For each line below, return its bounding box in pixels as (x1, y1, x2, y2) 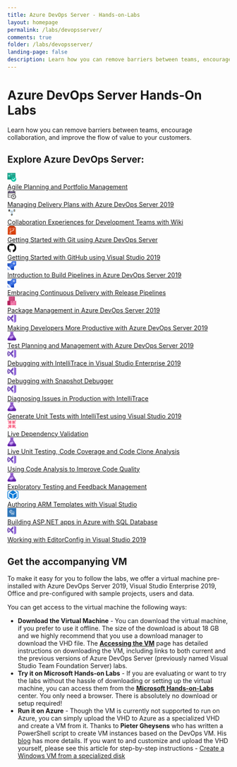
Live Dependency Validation (7, 429, 89, 437)
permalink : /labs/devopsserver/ (7, 26, 102, 33)
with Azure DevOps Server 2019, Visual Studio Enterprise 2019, (33, 582, 217, 591)
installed (7, 582, 32, 591)
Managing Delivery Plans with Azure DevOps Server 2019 (7, 200, 174, 208)
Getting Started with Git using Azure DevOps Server (7, 235, 158, 243)
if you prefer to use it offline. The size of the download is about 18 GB (17, 624, 219, 633)
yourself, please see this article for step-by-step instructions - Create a (17, 744, 224, 753)
